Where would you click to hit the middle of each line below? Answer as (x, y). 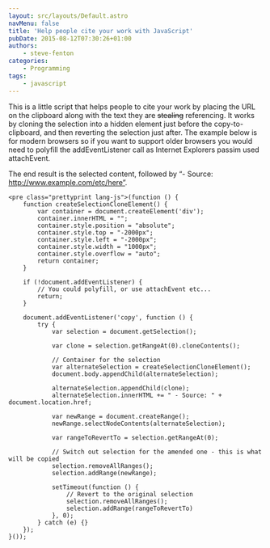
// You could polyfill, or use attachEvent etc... (124, 289)
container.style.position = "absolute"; (106, 226)
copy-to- (229, 124)
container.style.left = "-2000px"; (97, 239)
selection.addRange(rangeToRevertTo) (130, 508)
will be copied (34, 459)
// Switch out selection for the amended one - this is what (157, 452)
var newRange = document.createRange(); (120, 416)
